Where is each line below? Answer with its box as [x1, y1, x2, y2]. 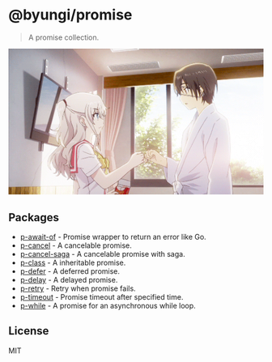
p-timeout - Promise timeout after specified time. [19, 292, 184, 302]
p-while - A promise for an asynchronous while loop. [19, 301, 196, 311]
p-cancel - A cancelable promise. [19, 241, 132, 250]
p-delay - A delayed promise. [19, 275, 118, 285]
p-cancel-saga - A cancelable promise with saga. [19, 249, 185, 259]
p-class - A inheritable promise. [19, 258, 126, 268]
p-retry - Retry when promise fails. [19, 283, 136, 293]
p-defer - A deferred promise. [19, 266, 120, 276]
